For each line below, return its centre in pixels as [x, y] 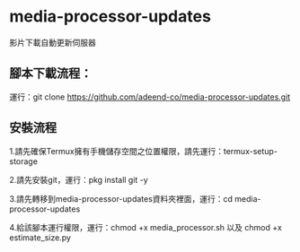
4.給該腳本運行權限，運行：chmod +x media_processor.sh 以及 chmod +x [146, 227]
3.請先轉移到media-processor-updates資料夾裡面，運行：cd [121, 198]
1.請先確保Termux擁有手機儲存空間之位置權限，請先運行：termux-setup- [144, 151]
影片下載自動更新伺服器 [53, 42]
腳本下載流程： [51, 74]
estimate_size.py [40, 237]
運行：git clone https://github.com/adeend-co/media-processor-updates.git [150, 97]
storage [24, 161]
